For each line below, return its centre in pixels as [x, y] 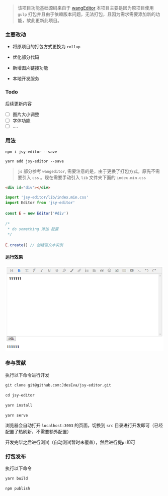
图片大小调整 [26, 114]
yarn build [17, 479]
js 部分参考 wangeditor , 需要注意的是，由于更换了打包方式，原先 [84, 171]
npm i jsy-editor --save [31, 152]
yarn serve [17, 415]
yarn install [19, 405]
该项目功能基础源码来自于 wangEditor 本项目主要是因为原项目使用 [86, 8]
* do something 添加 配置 [33, 229]
